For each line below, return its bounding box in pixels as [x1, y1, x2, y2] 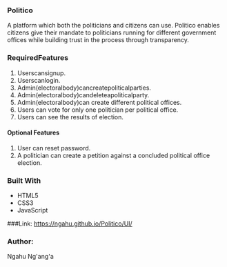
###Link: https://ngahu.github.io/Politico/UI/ [7, 219, 132, 228]
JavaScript [17, 206, 48, 215]
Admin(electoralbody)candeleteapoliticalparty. [17, 90, 150, 99]
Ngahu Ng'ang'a [7, 253, 54, 261]
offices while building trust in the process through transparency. [7, 36, 190, 44]
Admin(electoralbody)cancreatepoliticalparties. [17, 83, 152, 92]
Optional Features [7, 128, 60, 137]
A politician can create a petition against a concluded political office [17, 151, 210, 159]
